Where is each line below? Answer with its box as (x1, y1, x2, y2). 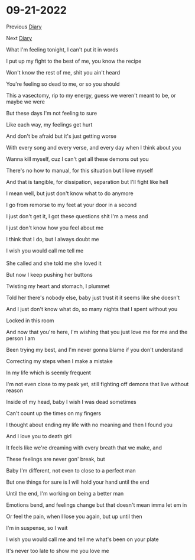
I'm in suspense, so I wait (6, 524, 68, 531)
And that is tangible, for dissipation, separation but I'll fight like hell (6, 178, 168, 185)
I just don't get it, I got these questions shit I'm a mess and (6, 212, 148, 219)
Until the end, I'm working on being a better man (6, 490, 124, 497)
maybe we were (6, 98, 45, 105)
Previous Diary (6, 23, 42, 30)
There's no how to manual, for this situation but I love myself (6, 167, 154, 174)
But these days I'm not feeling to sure (6, 109, 97, 116)
